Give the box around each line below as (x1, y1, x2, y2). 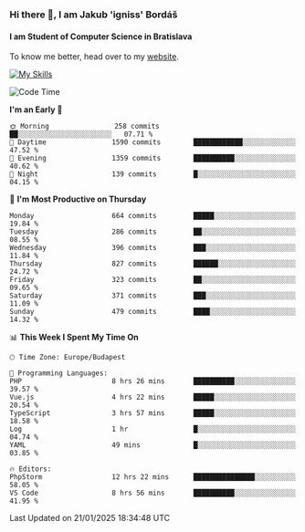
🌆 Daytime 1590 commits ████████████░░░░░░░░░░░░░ (9, 138, 297, 147)
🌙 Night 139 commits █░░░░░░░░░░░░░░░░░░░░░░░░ (9, 170, 297, 179)
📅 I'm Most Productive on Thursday (9, 193, 147, 204)
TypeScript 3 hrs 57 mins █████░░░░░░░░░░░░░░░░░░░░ (9, 409, 297, 418)
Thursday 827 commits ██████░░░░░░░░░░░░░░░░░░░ (9, 259, 297, 268)
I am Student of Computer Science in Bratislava (9, 31, 193, 42)
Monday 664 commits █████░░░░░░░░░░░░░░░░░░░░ (9, 212, 297, 221)
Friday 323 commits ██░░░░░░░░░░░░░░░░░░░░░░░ (9, 276, 297, 285)
